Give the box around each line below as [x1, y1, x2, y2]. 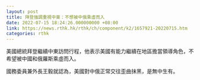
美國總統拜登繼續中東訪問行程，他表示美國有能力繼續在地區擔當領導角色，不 [6, 48, 194, 55]
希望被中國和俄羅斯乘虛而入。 [6, 55, 79, 62]
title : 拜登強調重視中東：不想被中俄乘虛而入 [6, 14, 105, 20]
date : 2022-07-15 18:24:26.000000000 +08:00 [6, 20, 118, 25]
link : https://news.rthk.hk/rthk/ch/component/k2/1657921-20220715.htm [6, 25, 187, 31]
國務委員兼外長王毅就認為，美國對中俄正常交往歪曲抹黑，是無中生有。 [6, 68, 179, 75]
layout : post [6, 8, 39, 15]
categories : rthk [6, 31, 49, 37]
